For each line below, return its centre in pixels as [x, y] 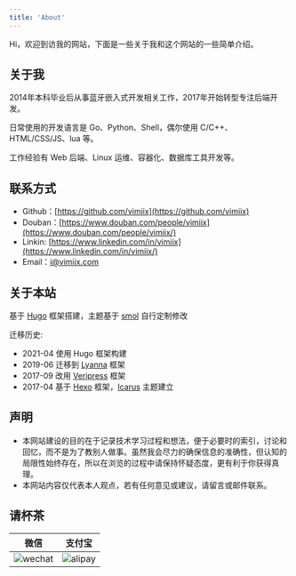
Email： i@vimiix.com [60, 262]
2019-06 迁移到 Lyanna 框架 [74, 364]
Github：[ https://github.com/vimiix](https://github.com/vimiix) [136, 212]
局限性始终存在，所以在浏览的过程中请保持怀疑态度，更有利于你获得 [147, 462]
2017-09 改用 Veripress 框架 [74, 376]
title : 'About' [37, 17]
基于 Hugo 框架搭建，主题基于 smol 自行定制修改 [99, 316]
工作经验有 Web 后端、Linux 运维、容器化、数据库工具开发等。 [124, 157]
